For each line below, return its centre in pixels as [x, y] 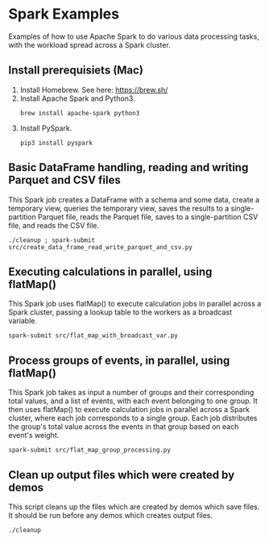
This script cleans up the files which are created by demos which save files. [134, 507]
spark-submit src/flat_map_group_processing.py [90, 450]
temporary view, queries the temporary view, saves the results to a [119, 208]
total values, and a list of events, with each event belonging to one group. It [133, 401]
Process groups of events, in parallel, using [119, 360]
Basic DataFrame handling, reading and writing [128, 167]
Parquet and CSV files [64, 180]
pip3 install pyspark [56, 143]
